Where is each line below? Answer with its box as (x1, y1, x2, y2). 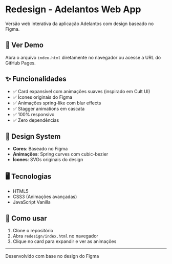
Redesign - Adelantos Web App (5, 4, 141, 15)
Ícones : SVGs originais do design (12, 157, 83, 163)
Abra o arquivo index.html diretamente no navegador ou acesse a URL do (5, 54, 161, 60)
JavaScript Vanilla (12, 199, 51, 205)
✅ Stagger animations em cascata (12, 105, 85, 112)
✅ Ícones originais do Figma (12, 94, 73, 100)
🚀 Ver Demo (5, 41, 44, 50)
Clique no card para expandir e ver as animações (12, 238, 117, 244)
